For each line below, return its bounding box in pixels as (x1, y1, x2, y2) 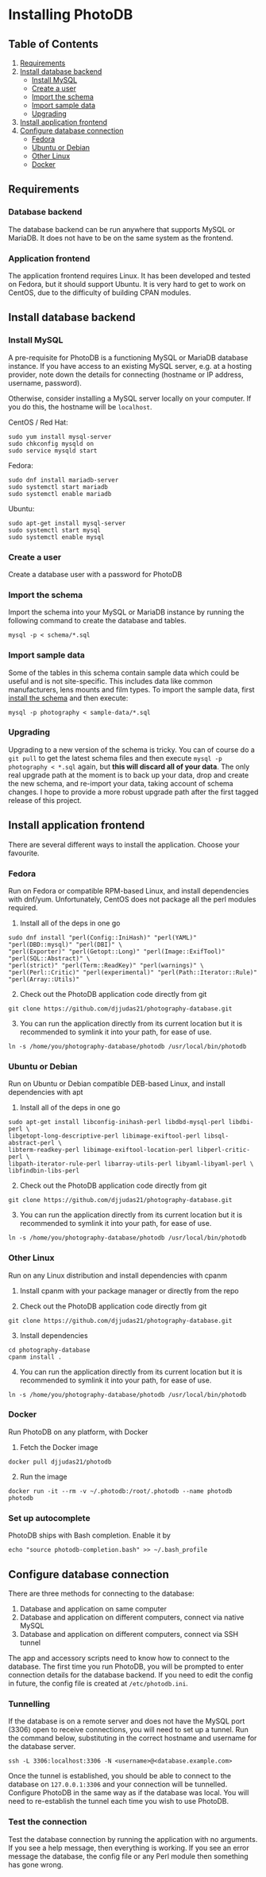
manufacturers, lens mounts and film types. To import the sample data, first (8, 684, 256, 694)
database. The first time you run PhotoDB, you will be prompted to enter (8, 1662, 244, 1671)
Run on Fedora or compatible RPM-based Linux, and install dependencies (8, 886, 249, 895)
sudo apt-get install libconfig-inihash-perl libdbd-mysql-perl (8, 1119, 226, 1127)
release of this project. (8, 795, 82, 805)
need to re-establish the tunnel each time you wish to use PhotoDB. (8, 1797, 229, 1806)
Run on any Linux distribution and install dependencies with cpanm (8, 1270, 228, 1280)
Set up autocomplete (8, 1512, 91, 1523)
